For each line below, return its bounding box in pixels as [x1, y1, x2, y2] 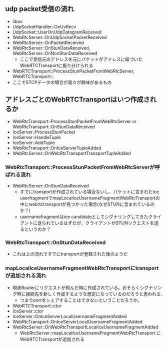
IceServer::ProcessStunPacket [12, 129, 75, 135]
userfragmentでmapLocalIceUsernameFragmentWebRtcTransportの [19, 194, 160, 201]
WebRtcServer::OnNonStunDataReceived [12, 50, 97, 56]
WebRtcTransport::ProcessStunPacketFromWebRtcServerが [5, 163, 155, 170]
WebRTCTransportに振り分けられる [19, 62, 93, 68]
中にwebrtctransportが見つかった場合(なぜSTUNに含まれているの [19, 201, 155, 207]
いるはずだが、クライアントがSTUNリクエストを [54, 219, 154, 226]
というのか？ [24, 226, 51, 232]
